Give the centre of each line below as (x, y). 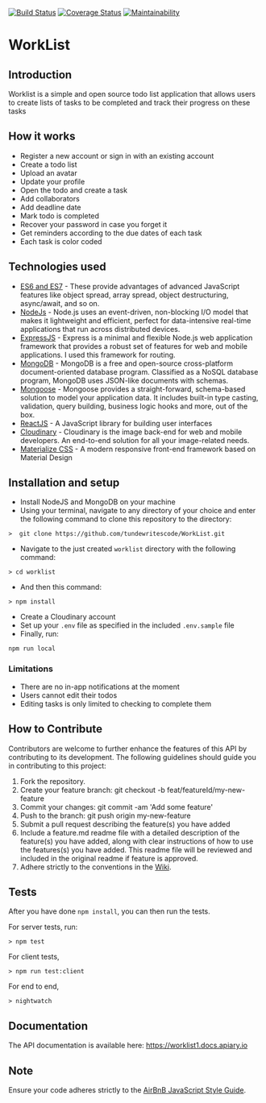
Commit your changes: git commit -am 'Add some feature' (116, 807)
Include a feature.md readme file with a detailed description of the (130, 832)
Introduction (40, 75)
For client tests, (34, 957)
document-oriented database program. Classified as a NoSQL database (139, 371)
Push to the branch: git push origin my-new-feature (105, 815)
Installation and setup (64, 483)
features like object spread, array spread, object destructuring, (124, 295)
